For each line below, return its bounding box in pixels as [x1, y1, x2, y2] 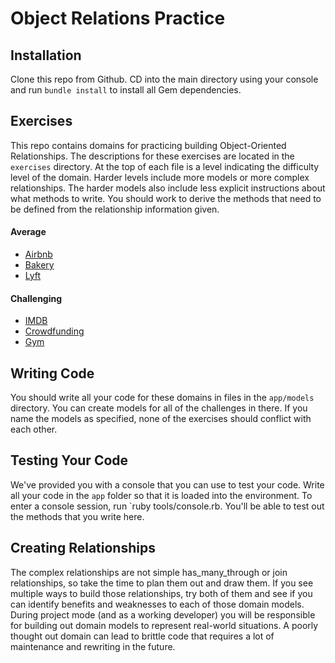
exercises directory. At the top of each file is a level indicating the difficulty [10, 160, 320, 172]
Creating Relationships [10, 540, 156, 557]
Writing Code [10, 365, 95, 382]
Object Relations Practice [10, 7, 226, 30]
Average [10, 226, 47, 238]
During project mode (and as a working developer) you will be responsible [10, 608, 316, 621]
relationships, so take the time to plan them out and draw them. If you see [10, 577, 314, 589]
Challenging [10, 292, 63, 304]
